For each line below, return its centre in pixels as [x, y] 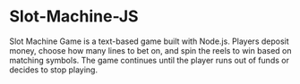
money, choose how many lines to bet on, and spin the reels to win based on [150, 50]
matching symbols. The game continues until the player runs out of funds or [149, 60]
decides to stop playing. [54, 70]
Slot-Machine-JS [74, 17]
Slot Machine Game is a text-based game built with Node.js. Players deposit [149, 41]
